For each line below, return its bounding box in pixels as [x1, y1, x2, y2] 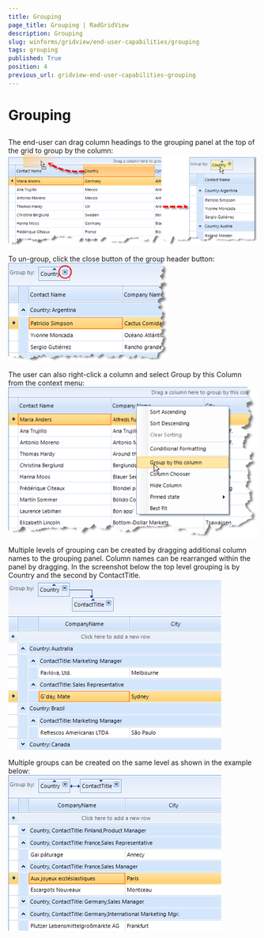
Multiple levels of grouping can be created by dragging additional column [8, 545, 247, 554]
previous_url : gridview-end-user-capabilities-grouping [8, 71, 196, 79]
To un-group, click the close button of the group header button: [8, 254, 215, 263]
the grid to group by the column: [8, 146, 114, 156]
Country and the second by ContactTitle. [8, 570, 141, 580]
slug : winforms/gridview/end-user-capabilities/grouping [8, 38, 200, 46]
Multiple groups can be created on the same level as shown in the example [8, 758, 252, 767]
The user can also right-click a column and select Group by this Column [8, 369, 243, 379]
